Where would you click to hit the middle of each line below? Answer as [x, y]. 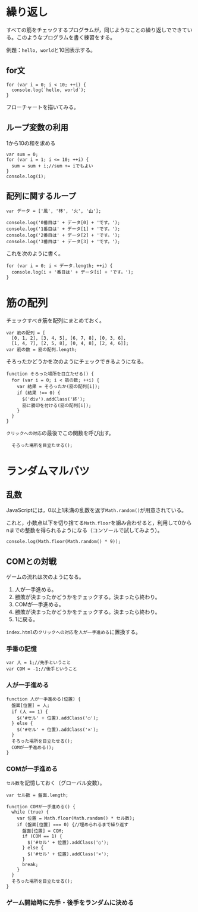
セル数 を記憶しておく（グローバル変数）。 [56, 783]
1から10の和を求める [31, 143]
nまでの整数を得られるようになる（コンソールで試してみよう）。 [84, 531]
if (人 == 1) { [30, 712]
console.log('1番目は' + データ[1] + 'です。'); [63, 229]
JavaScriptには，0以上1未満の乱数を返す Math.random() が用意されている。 [97, 510]
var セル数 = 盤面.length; [37, 795]
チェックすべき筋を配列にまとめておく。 [56, 321]
